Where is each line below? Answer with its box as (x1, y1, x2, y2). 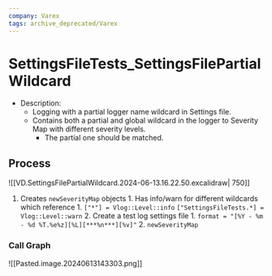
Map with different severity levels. (32, 124, 146, 134)
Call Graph (8, 240, 51, 252)
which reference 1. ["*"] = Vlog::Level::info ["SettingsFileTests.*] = (19, 202, 265, 212)
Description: (19, 98, 62, 108)
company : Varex (8, 11, 60, 20)
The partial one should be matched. (44, 133, 164, 143)
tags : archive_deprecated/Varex (8, 19, 118, 28)
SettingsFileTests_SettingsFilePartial (8, 54, 261, 73)
